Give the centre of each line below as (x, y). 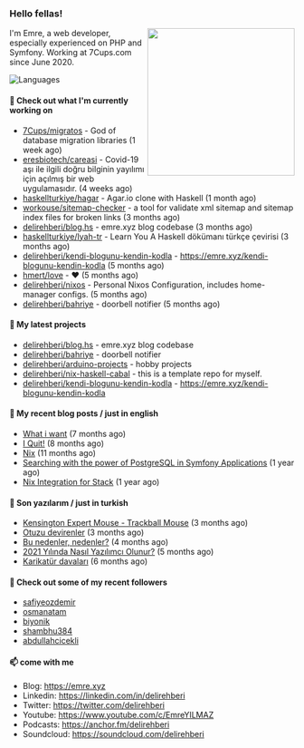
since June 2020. (42, 63)
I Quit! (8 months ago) (63, 443)
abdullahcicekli (51, 641)
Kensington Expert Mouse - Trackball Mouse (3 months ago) (135, 523)
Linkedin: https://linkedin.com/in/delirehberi (104, 695)
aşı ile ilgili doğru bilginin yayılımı (83, 169)
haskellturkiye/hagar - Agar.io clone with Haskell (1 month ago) (139, 198)
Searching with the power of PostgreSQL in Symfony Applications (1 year (158, 462)
